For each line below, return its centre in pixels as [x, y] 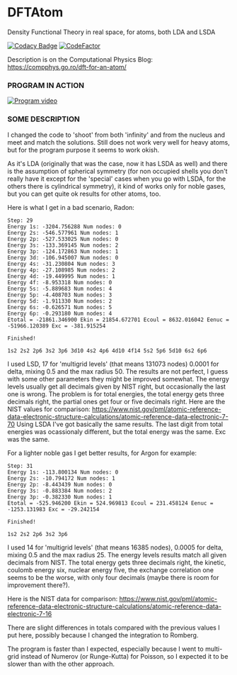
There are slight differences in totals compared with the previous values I [114, 627]
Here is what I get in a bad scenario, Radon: [71, 207]
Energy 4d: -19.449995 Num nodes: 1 [61, 276]
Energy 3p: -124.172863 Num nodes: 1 [63, 251]
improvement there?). [39, 585]
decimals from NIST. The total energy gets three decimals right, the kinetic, [117, 562]
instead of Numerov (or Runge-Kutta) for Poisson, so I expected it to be [124, 656]
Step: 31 [20, 466]
